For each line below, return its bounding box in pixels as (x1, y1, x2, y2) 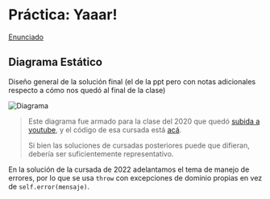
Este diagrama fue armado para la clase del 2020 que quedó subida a (27, 116, 260, 126)
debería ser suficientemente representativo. (27, 148, 174, 158)
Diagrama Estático (8, 55, 103, 69)
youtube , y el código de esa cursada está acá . (27, 124, 182, 134)
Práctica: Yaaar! (8, 6, 118, 24)
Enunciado (8, 32, 44, 42)
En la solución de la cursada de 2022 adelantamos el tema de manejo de (8, 164, 250, 174)
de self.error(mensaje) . (8, 181, 90, 191)
